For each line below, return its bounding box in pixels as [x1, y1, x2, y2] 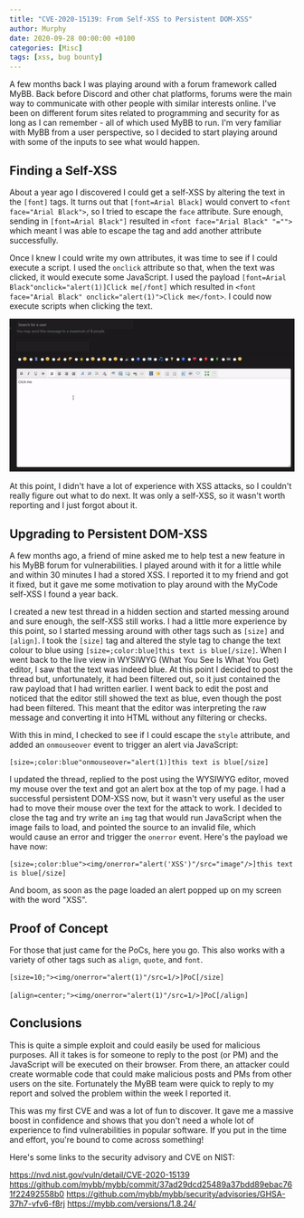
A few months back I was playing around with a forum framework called [9, 79, 278, 90]
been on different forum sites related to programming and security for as [9, 108, 280, 119]
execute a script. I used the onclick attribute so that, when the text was [9, 262, 276, 273]
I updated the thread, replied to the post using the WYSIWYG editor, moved [9, 774, 290, 785]
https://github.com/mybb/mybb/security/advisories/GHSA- [66, 1188, 286, 1199]
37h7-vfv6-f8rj [9, 1198, 66, 1209]
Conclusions [9, 1015, 82, 1031]
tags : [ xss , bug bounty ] [9, 53, 103, 62]
